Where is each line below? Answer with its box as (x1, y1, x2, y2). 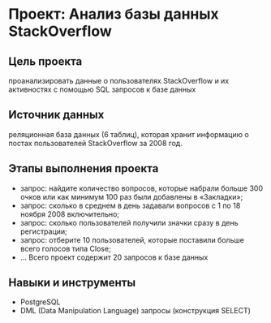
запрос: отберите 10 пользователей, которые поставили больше (19, 235, 245, 244)
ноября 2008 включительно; (19, 209, 120, 219)
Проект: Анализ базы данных (8, 5, 219, 24)
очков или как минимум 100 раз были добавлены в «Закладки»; (19, 192, 243, 201)
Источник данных (8, 108, 105, 122)
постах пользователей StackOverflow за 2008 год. (8, 138, 183, 148)
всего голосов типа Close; (19, 243, 111, 253)
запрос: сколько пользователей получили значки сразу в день (19, 217, 239, 227)
